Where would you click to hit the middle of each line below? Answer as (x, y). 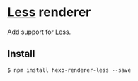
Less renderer (49, 12)
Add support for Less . (39, 32)
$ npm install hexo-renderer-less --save (69, 70)
